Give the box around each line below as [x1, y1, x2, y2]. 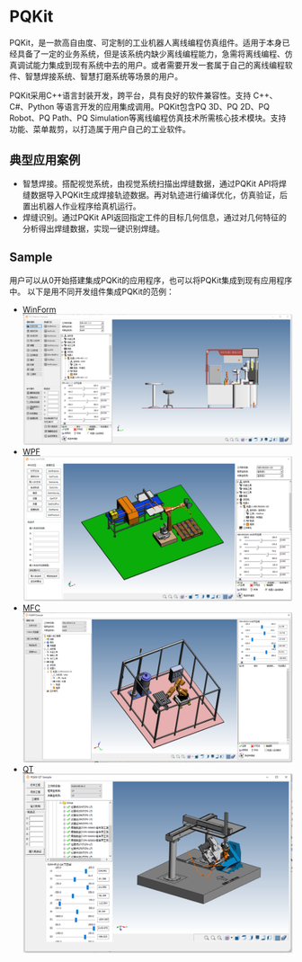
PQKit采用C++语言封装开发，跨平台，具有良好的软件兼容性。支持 [9, 90, 252, 101]
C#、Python [9, 101, 55, 111]
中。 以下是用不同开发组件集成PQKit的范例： [9, 286, 175, 297]
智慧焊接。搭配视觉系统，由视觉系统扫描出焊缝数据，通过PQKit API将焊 [22, 178, 288, 189]
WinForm [22, 304, 57, 315]
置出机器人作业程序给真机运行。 [22, 200, 141, 211]
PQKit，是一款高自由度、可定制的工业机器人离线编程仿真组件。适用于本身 [9, 37, 283, 48]
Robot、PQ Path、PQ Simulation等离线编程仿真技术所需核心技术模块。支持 [9, 112, 287, 123]
